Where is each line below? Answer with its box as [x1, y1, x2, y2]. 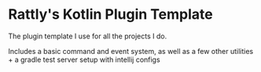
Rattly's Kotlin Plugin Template [8, 5, 214, 23]
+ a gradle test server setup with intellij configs [8, 55, 160, 64]
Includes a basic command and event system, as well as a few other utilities [8, 46, 254, 56]
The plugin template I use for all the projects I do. [8, 31, 167, 41]
